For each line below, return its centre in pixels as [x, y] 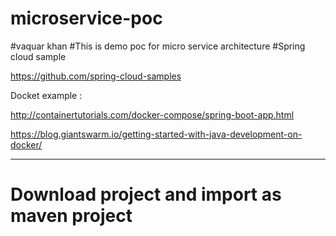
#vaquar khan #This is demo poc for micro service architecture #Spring [158, 46]
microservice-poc [86, 18]
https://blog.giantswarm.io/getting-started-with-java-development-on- [156, 134]
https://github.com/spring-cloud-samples [96, 76]
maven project [71, 216]
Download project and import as [146, 194]
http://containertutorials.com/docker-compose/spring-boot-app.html [152, 114]
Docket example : [46, 95]
